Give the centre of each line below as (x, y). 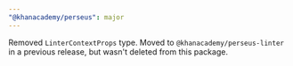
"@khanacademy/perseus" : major (66, 17)
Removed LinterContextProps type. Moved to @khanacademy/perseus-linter (146, 42)
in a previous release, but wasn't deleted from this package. (118, 51)
